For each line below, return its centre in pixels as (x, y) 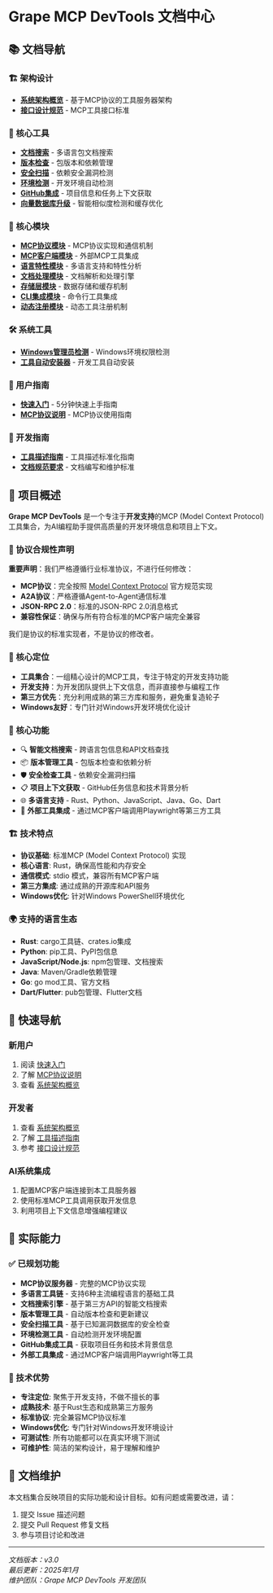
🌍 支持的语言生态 (43, 919)
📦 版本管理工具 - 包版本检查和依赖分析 (86, 762)
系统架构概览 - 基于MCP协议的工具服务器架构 (96, 99)
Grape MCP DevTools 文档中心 (112, 17)
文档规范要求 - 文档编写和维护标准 (78, 467)
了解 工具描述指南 (50, 1138)
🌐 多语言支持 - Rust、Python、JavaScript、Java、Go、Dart (120, 801)
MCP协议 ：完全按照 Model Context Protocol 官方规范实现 (116, 586)
